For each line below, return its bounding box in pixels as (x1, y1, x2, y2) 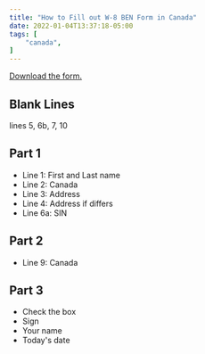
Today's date (21, 335, 70, 346)
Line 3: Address (21, 188, 80, 199)
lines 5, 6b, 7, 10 (9, 119, 69, 130)
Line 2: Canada (21, 179, 78, 190)
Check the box (21, 307, 77, 317)
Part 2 (9, 234, 44, 249)
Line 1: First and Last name (21, 169, 120, 180)
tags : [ (9, 29, 38, 38)
